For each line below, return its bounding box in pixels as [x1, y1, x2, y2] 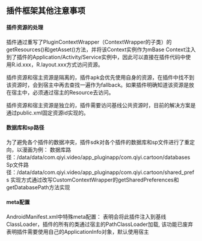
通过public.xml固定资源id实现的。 [6, 109, 89, 116]
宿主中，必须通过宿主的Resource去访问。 [11, 89, 114, 96]
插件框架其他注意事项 [6, 5, 85, 16]
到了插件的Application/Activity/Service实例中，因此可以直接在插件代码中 [6, 53, 186, 60]
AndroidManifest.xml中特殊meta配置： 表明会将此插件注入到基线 [6, 213, 167, 220]
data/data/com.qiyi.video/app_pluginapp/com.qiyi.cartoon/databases [19, 153, 191, 161]
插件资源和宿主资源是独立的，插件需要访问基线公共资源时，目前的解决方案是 [6, 101, 196, 108]
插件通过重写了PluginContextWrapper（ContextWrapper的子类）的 [6, 38, 172, 45]
